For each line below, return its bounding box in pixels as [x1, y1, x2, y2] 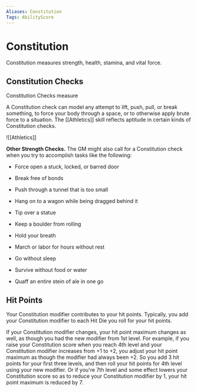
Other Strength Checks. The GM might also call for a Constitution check [6, 146, 183, 153]
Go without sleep [14, 255, 57, 262]
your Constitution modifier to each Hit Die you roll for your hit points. [6, 317, 172, 324]
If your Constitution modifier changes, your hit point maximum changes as [6, 329, 186, 336]
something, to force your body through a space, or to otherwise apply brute [6, 110, 190, 117]
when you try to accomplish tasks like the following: [6, 152, 132, 159]
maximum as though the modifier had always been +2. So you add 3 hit [6, 354, 179, 361]
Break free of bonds [14, 175, 64, 182]
